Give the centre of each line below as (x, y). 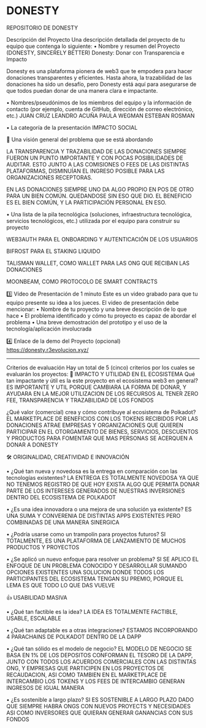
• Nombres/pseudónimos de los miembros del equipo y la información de (99, 103)
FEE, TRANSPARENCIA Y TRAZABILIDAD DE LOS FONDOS (80, 400)
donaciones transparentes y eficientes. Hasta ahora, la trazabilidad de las (99, 77)
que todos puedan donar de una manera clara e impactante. (82, 90)
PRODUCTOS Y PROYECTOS (43, 547)
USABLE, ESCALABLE (34, 618)
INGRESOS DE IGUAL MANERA (45, 687)
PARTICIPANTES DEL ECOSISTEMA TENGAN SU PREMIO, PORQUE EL (95, 579)
